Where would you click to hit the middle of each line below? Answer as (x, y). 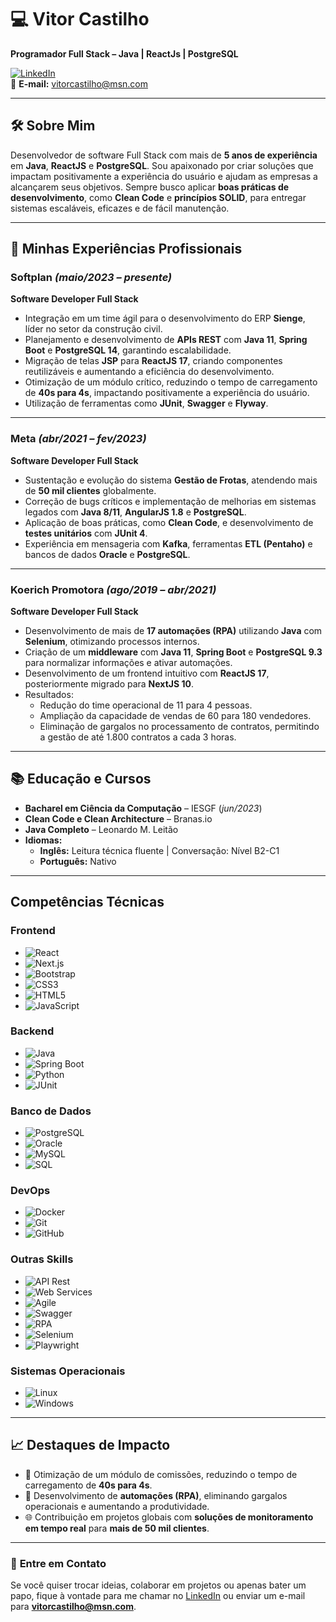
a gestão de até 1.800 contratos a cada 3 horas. (138, 737)
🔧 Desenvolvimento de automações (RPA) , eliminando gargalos (156, 1495)
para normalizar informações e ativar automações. (128, 663)
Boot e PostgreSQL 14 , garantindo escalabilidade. (128, 350)
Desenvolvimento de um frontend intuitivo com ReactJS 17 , (147, 673)
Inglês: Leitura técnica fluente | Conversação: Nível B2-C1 (159, 850)
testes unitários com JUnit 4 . (86, 533)
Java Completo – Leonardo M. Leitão (101, 829)
